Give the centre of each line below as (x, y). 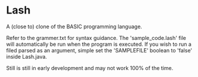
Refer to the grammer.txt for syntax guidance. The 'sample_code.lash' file (96, 38)
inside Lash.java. (27, 56)
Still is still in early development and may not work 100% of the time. (90, 68)
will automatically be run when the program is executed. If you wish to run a (99, 44)
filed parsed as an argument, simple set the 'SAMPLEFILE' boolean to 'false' (99, 50)
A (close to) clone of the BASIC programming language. (74, 26)
